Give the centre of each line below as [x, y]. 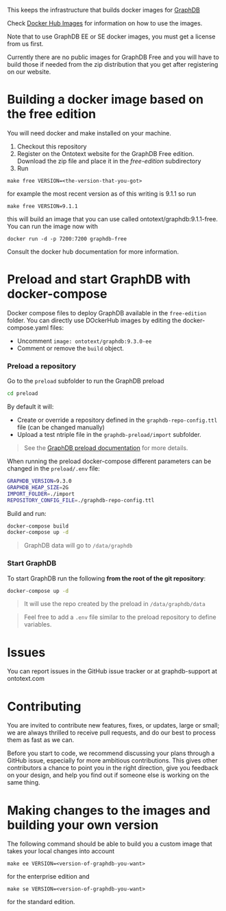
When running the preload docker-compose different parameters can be [109, 461]
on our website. [29, 72]
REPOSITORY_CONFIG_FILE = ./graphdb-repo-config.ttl [81, 500]
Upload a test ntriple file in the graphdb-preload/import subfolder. [109, 435]
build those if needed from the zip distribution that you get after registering [113, 64]
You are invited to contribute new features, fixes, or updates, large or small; [113, 726]
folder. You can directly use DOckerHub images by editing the [94, 320]
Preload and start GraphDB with [99, 279]
